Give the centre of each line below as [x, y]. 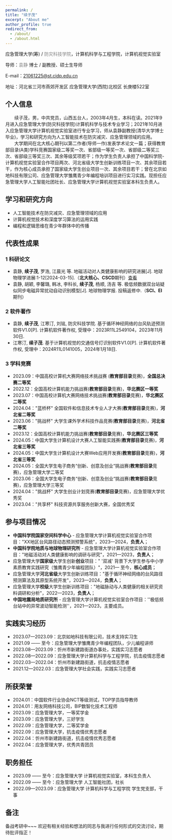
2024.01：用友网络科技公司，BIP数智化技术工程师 [65, 706]
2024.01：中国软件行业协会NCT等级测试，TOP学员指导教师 [75, 700]
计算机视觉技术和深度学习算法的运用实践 [55, 219]
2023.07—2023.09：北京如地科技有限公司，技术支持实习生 [75, 637]
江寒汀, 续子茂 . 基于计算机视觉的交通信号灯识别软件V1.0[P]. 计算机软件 [87, 343]
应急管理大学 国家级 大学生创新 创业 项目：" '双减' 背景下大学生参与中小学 [88, 561]
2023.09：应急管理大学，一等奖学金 [51, 713]
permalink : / [19, 10]
